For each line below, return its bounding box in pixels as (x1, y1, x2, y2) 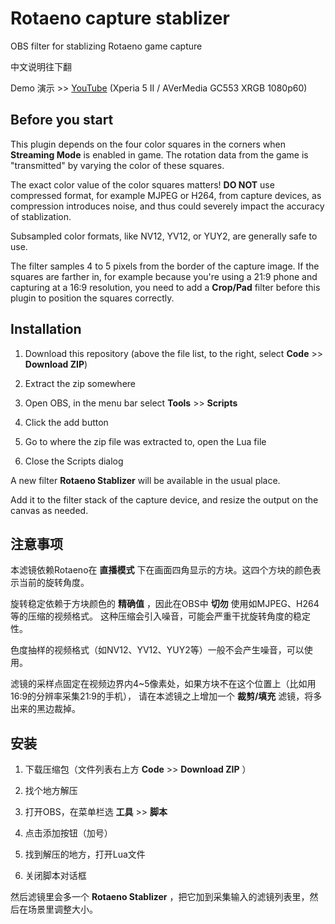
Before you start (10, 112, 114, 129)
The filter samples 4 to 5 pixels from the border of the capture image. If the (10, 260, 320, 272)
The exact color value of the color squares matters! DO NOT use (10, 178, 275, 191)
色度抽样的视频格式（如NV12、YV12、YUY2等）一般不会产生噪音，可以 (10, 644, 305, 656)
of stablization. (10, 210, 72, 222)
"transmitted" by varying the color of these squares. (10, 159, 225, 171)
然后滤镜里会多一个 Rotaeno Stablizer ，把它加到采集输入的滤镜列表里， (10, 891, 310, 903)
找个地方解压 (24, 785, 78, 797)
